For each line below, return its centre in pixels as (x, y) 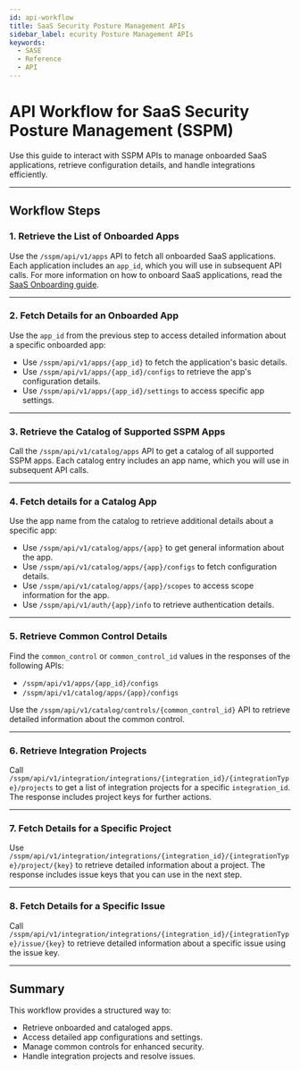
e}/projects (31, 788)
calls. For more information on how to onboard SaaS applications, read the (146, 274)
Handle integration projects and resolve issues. (109, 1057)
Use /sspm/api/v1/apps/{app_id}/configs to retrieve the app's (137, 371)
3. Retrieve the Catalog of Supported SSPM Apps (117, 432)
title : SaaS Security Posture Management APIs (97, 26)
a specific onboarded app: (58, 344)
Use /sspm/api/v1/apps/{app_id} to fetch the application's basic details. (154, 362)
